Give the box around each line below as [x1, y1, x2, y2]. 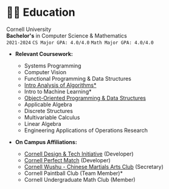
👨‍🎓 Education [6, 5, 75, 19]
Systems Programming [24, 62, 81, 69]
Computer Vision [24, 68, 67, 75]
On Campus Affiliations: [15, 138, 77, 145]
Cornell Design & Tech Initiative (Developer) [24, 150, 134, 157]
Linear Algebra [24, 120, 62, 127]
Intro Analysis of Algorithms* [24, 81, 97, 89]
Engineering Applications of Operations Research [24, 126, 148, 134]
